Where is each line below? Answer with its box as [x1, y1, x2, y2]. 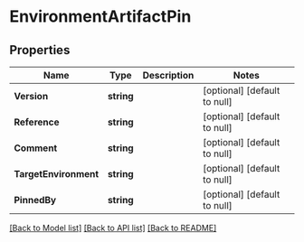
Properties [9, 42, 71, 58]
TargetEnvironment [14, 168, 100, 180]
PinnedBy [14, 194, 57, 206]
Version [14, 90, 49, 102]
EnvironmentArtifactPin [9, 6, 192, 27]
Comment [14, 142, 58, 154]
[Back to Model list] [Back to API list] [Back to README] [9, 223, 217, 233]
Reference [14, 116, 60, 128]
